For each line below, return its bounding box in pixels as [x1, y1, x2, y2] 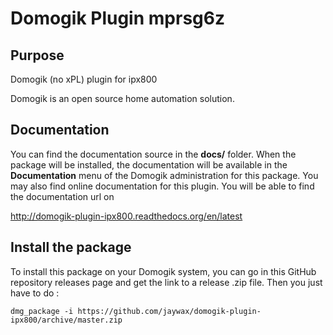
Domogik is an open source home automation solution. [10, 93, 235, 104]
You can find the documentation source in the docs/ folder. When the [10, 148, 297, 160]
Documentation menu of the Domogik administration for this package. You [10, 169, 319, 181]
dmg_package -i [10, 306, 74, 316]
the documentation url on [10, 190, 115, 202]
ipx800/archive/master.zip [10, 315, 123, 325]
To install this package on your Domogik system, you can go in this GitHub [10, 265, 317, 277]
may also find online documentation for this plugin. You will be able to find [10, 180, 315, 192]
